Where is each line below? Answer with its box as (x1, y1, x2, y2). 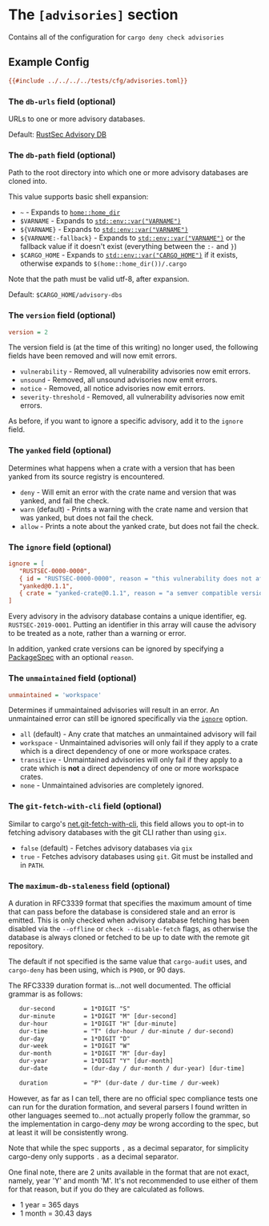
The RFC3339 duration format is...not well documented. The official (8, 981, 231, 990)
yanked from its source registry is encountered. (8, 471, 166, 481)
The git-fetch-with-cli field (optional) (8, 800, 163, 812)
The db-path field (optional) (8, 149, 116, 161)
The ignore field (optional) (8, 541, 112, 552)
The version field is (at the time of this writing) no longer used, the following (8, 343, 259, 352)
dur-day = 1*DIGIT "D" (18, 1034, 130, 1043)
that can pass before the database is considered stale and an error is (8, 907, 236, 916)
